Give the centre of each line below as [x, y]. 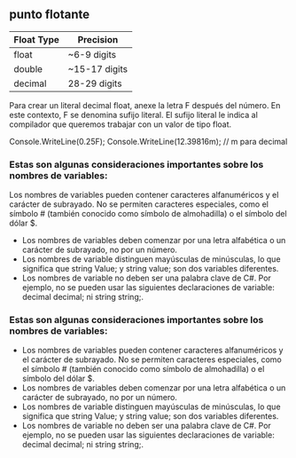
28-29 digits [95, 83]
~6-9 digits [92, 54]
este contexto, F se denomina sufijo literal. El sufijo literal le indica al [134, 114]
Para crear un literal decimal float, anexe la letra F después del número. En [145, 105]
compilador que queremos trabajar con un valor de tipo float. [121, 124]
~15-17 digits [98, 68]
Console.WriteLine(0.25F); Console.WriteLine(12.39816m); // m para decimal [148, 141]
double [28, 68]
